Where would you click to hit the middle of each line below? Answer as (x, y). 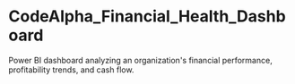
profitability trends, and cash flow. (71, 70)
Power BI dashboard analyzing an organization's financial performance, (140, 60)
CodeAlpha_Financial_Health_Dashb (147, 17)
